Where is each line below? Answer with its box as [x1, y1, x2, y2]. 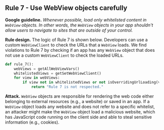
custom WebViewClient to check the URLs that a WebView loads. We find [5, 42, 147, 48]
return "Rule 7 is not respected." [31, 85, 104, 89]
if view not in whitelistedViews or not [22, 80, 106, 85]
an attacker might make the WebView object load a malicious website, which [5, 109, 155, 115]
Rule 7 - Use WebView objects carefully [5, 4, 128, 12]
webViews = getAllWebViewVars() [14, 66, 80, 71]
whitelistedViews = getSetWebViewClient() [14, 71, 102, 76]
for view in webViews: [14, 75, 60, 80]
